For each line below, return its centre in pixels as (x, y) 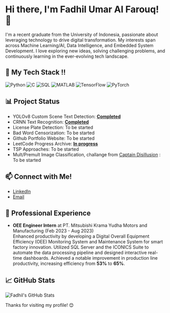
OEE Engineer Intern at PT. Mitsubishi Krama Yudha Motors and (80, 225)
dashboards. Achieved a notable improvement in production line (91, 258)
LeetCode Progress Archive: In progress (55, 143)
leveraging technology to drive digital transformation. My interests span (80, 40)
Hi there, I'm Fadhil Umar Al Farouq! (82, 9)
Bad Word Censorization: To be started (54, 133)
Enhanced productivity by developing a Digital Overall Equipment (81, 236)
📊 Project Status (33, 102)
